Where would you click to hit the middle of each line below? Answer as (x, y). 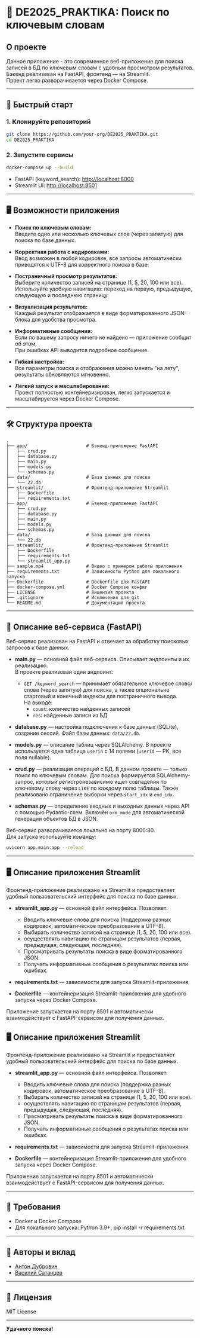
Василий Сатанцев (38, 1273)
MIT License (21, 1311)
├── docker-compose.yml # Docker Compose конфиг (77, 587)
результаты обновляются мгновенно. (62, 375)
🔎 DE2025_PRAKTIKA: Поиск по (88, 12)
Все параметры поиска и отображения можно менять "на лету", (97, 368)
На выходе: (38, 702)
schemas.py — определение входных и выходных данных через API (102, 806)
